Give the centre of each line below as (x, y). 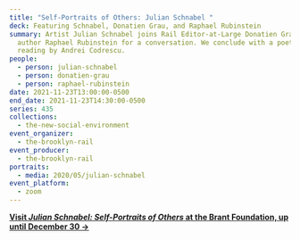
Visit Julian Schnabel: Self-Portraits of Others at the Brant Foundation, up (149, 217)
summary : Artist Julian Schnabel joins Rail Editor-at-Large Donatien (143, 34)
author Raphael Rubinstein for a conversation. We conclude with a (146, 42)
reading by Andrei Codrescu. (71, 51)
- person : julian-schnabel (67, 68)
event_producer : (39, 150)
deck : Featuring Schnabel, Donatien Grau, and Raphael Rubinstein (135, 26)
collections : (33, 117)
